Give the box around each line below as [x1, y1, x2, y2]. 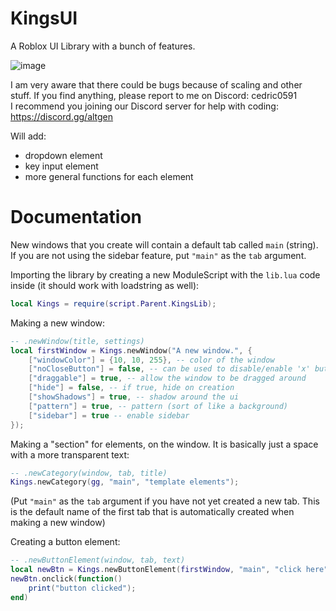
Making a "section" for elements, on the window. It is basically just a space [10, 438, 319, 450]
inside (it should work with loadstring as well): [10, 279, 200, 291]
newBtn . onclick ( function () [10, 574, 123, 584]
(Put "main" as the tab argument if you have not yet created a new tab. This [10, 495, 320, 507]
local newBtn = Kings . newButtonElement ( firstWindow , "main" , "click [10, 565, 302, 575]
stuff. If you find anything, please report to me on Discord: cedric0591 [10, 89, 298, 101]
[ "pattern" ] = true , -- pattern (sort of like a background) [28, 401, 288, 411]
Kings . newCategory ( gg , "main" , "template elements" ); [10, 477, 240, 487]
